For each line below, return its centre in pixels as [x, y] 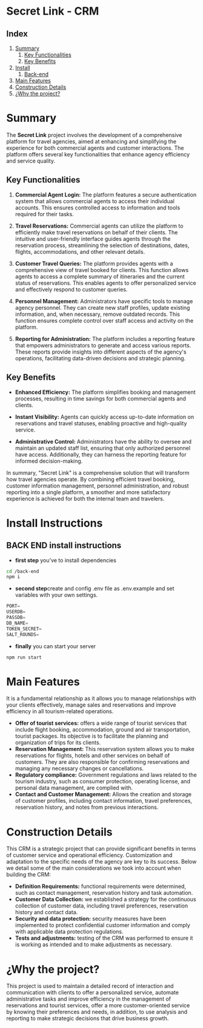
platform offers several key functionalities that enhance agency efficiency [98, 154]
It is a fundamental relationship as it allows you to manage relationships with [101, 699]
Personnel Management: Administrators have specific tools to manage [104, 301]
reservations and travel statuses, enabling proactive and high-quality [101, 423]
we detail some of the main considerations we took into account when [94, 868]
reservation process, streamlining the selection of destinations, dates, [102, 245]
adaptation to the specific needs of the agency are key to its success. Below [101, 862]
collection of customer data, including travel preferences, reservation [101, 906]
